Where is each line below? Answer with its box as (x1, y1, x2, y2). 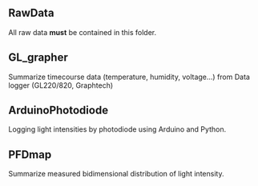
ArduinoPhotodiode (8, 104, 109, 117)
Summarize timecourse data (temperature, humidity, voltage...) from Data (8, 72, 251, 81)
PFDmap (8, 148, 52, 161)
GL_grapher (8, 51, 68, 65)
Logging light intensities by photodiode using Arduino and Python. (8, 125, 227, 134)
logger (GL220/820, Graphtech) (8, 80, 114, 90)
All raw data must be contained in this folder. (8, 27, 157, 37)
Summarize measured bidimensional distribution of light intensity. (8, 169, 224, 179)
